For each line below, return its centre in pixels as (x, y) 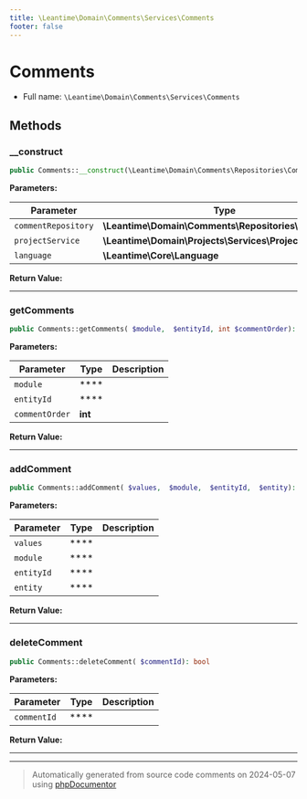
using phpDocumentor (74, 784)
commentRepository (54, 226)
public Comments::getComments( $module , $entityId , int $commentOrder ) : (153, 330)
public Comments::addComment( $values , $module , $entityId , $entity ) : (153, 488)
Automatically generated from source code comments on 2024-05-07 (164, 774)
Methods (36, 126)
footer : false (37, 26)
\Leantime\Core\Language (161, 255)
